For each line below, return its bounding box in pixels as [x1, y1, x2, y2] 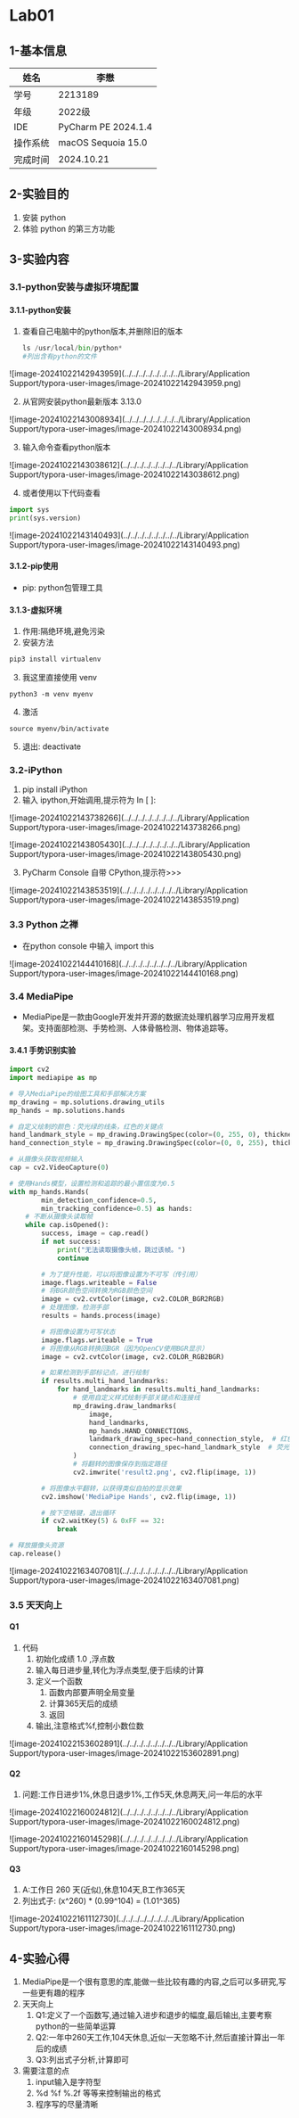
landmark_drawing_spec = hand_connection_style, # [88, 1435, 277, 1444]
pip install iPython [21, 784, 88, 795]
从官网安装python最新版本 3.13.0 [21, 396, 142, 407]
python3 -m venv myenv [9, 690, 93, 699]
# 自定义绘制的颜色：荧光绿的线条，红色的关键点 [9, 1122, 163, 1131]
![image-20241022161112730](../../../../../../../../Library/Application [9, 1914, 245, 1924]
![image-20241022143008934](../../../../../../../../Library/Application [9, 414, 251, 424]
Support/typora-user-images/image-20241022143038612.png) [9, 469, 240, 480]
